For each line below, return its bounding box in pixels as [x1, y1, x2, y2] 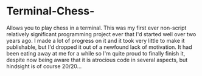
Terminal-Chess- [6, 4, 95, 18]
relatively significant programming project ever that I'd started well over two [6, 30, 197, 37]
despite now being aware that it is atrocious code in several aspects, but [6, 56, 188, 63]
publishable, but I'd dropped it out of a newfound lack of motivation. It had [6, 43, 193, 51]
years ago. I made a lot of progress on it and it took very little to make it [6, 37, 185, 44]
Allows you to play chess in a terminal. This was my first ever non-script [6, 24, 187, 31]
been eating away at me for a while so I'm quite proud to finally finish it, [6, 49, 186, 57]
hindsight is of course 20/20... [6, 62, 82, 70]
